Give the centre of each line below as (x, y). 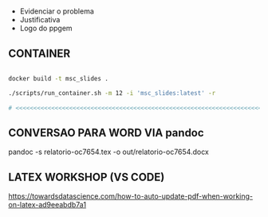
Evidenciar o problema (57, 11)
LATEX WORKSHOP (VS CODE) (87, 177)
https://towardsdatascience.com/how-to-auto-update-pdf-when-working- (131, 196)
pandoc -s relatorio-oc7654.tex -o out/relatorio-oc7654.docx (108, 152)
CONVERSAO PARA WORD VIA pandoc (106, 133)
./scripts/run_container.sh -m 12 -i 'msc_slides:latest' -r (112, 93)
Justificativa (40, 20)
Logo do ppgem (46, 28)
